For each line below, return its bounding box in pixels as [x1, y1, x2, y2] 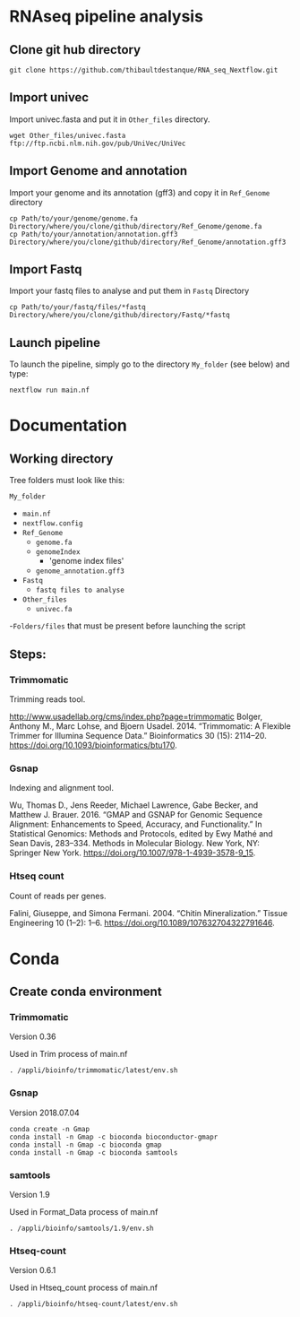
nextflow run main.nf [9, 386, 90, 395]
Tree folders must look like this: [9, 475, 125, 486]
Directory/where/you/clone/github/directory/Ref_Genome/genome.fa [9, 221, 262, 230]
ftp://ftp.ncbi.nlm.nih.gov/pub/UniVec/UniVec [9, 139, 186, 148]
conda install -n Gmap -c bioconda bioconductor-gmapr [9, 1132, 219, 1141]
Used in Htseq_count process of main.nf [9, 1282, 159, 1293]
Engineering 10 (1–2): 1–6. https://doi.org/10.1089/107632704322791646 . [9, 917, 275, 928]
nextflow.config [21, 519, 83, 528]
